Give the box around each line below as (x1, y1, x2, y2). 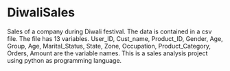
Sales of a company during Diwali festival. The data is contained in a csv (7, 27, 212, 35)
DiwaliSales (7, 5, 76, 20)
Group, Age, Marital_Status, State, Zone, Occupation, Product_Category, (7, 42, 211, 50)
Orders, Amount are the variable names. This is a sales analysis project (7, 49, 208, 57)
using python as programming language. (7, 56, 122, 64)
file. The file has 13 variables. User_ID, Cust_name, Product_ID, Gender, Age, (7, 34, 223, 42)
